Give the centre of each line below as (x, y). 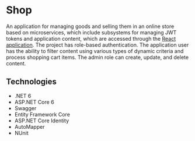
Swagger (25, 108)
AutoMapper (29, 126)
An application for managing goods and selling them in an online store (90, 26)
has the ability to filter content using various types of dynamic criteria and (95, 51)
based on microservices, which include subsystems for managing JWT (91, 32)
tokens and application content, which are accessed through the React (91, 38)
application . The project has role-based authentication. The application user (97, 45)
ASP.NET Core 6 (34, 102)
